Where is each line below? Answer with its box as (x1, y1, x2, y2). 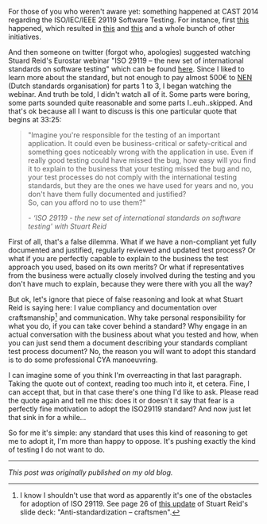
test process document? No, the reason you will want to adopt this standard (8, 346, 257, 356)
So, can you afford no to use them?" (27, 198, 146, 207)
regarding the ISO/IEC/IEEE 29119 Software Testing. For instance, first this (8, 15, 250, 25)
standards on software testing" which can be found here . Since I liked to (8, 64, 245, 74)
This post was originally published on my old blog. (8, 468, 173, 477)
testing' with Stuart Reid (27, 222, 107, 231)
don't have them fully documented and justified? (27, 190, 187, 198)
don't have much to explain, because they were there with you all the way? (8, 279, 253, 288)
